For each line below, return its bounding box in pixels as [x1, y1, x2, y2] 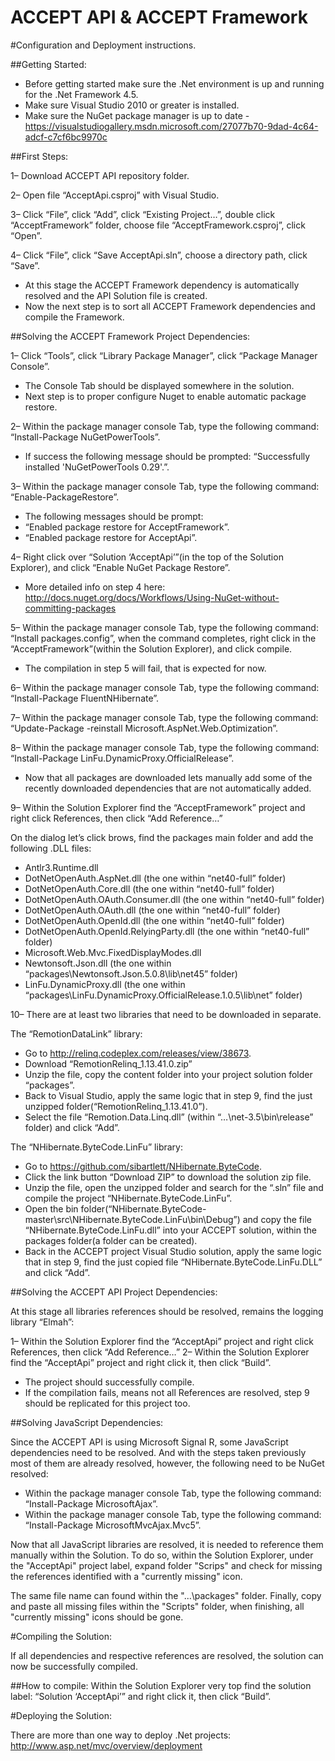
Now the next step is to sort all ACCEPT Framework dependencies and [24, 300, 316, 312]
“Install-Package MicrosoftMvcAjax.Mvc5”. [24, 1519, 202, 1531]
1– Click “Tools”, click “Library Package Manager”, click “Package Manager [10, 349, 318, 361]
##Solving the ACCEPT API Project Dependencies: [10, 1286, 218, 1298]
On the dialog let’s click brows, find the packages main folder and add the [10, 831, 314, 843]
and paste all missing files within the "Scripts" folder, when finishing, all [10, 1600, 305, 1612]
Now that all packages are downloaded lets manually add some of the [24, 771, 313, 783]
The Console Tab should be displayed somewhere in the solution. [24, 379, 295, 391]
